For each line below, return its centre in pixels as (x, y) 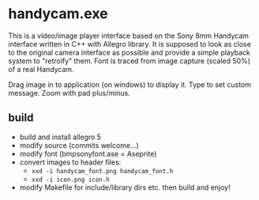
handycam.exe (58, 14)
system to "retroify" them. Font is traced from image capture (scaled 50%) (129, 61)
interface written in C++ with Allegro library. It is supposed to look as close (129, 43)
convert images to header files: (70, 162)
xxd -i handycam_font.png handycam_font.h (102, 171)
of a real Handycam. (41, 69)
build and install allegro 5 (60, 137)
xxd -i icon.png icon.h (71, 179)
